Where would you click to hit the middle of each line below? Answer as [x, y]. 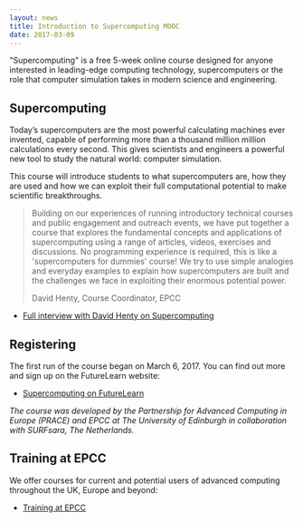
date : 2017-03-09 [42, 34]
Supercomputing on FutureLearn [83, 393]
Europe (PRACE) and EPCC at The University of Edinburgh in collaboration [148, 420]
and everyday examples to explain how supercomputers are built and [160, 271]
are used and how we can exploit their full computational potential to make [148, 186]
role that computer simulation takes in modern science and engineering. [143, 80]
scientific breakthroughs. [56, 196]
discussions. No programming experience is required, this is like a [154, 252]
